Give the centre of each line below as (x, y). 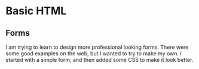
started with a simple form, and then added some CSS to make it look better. (99, 60)
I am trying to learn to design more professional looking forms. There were (97, 47)
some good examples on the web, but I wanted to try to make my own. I (94, 54)
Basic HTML (36, 11)
